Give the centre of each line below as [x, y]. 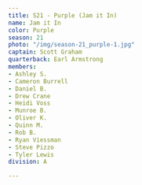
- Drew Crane [29, 96]
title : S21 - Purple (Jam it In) [63, 15]
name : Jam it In [35, 23]
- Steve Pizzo [31, 147]
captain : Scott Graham [45, 52]
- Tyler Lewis [31, 154]
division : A [27, 162]
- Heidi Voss [29, 103]
